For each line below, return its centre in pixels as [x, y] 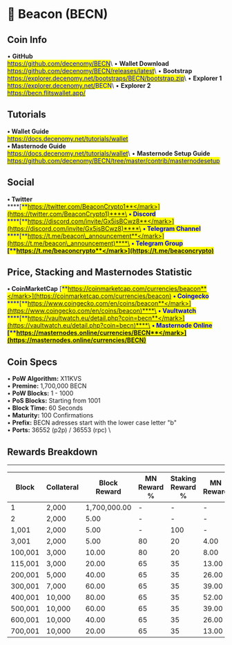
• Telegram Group [157, 243]
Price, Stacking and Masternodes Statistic [100, 272]
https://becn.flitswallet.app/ [47, 93]
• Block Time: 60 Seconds [45, 408]
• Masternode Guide [37, 146]
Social [21, 183]
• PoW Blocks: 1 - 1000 [40, 393]
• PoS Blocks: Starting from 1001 [54, 401]
